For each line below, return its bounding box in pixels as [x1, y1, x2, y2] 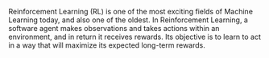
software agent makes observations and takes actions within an [8, 24, 220, 33]
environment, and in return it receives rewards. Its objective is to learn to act [8, 32, 262, 41]
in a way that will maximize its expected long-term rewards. [8, 41, 205, 50]
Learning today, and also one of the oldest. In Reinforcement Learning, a [8, 15, 248, 25]
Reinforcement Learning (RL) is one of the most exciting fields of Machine [8, 7, 254, 16]
